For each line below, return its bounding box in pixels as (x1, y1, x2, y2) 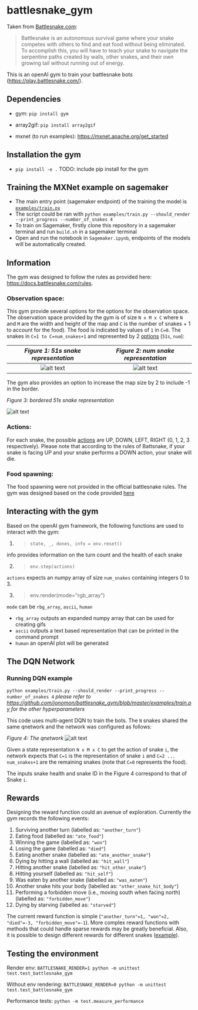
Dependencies (6, 94, 61, 104)
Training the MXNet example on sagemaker (6, 182, 169, 192)
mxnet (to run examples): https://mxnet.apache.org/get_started (15, 133, 169, 140)
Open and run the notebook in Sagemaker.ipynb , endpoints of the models (15, 234, 191, 241)
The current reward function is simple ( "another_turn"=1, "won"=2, (6, 913, 170, 920)
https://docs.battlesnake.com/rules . (6, 280, 93, 287)
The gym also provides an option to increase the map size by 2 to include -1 (6, 379, 190, 386)
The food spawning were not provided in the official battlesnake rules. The (6, 484, 187, 491)
